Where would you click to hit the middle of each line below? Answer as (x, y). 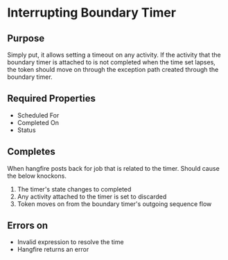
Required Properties (51, 99)
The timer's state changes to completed (74, 189)
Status (26, 130)
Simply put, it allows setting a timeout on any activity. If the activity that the (114, 55)
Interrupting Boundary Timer (92, 13)
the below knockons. (37, 176)
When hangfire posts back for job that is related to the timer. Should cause (113, 168)
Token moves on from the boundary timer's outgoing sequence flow (114, 204)
